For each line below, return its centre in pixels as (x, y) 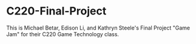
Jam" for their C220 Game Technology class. (63, 34)
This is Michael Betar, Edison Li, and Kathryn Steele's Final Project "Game (98, 28)
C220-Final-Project (56, 11)
